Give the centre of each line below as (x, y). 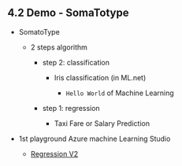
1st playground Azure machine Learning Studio (95, 138)
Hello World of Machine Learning (120, 93)
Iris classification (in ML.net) (100, 77)
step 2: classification (76, 62)
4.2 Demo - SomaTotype (68, 13)
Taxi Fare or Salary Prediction (102, 123)
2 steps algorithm (59, 47)
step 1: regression (71, 108)
